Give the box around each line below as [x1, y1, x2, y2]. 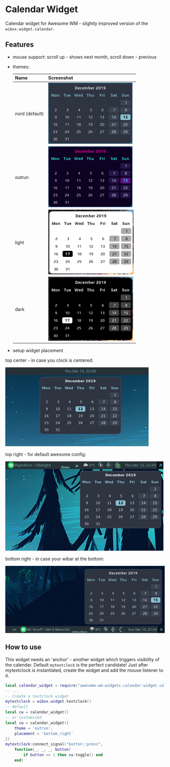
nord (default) [15, 110, 44, 117]
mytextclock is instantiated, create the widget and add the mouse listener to [5, 667, 163, 673]
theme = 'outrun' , [14, 725, 53, 731]
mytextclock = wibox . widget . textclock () [5, 699, 92, 704]
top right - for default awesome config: [5, 451, 87, 457]
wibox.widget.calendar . [5, 25, 55, 31]
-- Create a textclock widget [5, 694, 69, 699]
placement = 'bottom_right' [14, 731, 73, 736]
